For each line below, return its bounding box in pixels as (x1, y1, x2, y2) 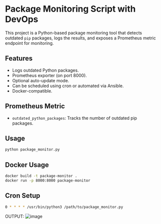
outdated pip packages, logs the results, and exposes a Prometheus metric (5, 35, 156, 41)
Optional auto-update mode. (12, 77, 69, 83)
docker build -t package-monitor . (5, 174, 78, 179)
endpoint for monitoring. (5, 40, 54, 46)
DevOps (5, 14, 39, 25)
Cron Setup (5, 191, 40, 200)
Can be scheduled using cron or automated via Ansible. (12, 83, 124, 89)
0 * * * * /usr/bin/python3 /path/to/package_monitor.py (5, 205, 123, 209)
